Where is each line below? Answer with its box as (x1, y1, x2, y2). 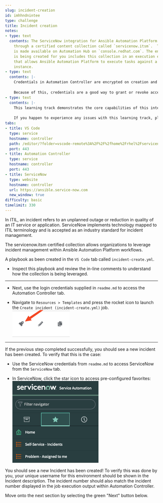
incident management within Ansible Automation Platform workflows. (5, 247, 143, 252)
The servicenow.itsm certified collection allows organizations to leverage (5, 241, 151, 248)
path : (9, 141, 21, 146)
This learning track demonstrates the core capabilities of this (14, 105, 149, 110)
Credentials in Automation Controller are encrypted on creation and (14, 80, 158, 85)
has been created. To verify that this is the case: (5, 351, 101, 357)
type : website (9, 177, 38, 182)
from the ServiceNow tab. (12, 366, 62, 372)
